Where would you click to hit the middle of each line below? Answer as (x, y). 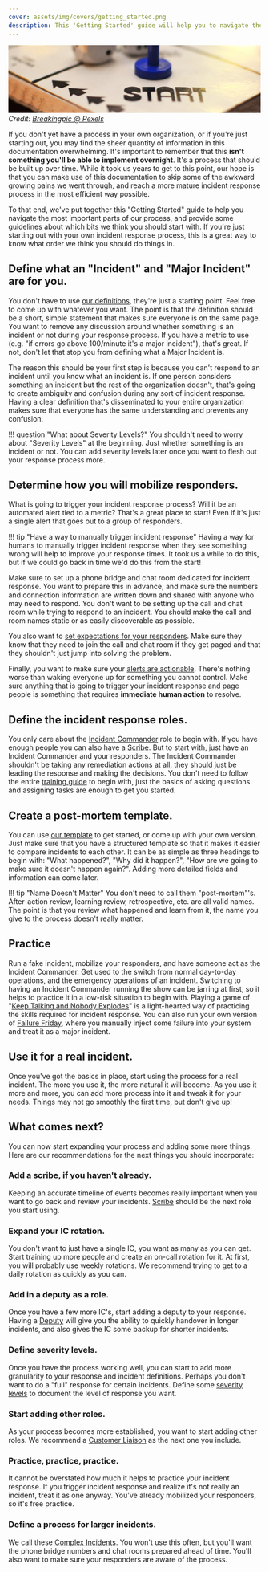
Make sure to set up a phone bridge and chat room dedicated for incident (129, 578)
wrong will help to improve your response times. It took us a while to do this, (134, 554)
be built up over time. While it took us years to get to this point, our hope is (131, 168)
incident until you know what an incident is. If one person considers (120, 376)
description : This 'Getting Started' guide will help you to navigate (128, 25)
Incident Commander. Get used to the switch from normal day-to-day (122, 971)
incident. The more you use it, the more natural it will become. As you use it (132, 1085)
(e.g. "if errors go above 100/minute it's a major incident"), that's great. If (128, 343)
